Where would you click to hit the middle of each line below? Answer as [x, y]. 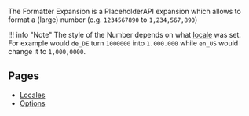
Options [32, 103]
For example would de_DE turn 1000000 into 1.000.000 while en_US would [123, 43]
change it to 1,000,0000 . [47, 51]
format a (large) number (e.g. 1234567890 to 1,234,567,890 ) [103, 20]
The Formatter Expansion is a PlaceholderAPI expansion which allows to [124, 11]
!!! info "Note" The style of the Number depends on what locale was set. [125, 35]
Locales [32, 95]
